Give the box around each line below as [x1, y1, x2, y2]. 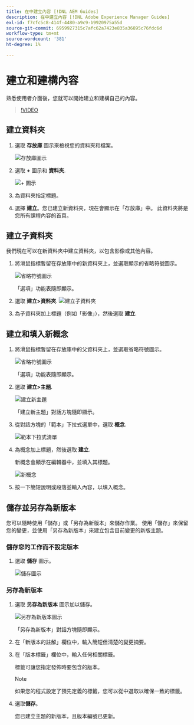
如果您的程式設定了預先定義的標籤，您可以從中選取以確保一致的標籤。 [14, 687, 186, 694]
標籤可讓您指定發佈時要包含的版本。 [14, 663, 103, 670]
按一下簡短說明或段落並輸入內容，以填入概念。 [14, 484, 129, 491]
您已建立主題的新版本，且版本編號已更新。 [14, 712, 119, 720]
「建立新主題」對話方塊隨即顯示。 [14, 408, 98, 416]
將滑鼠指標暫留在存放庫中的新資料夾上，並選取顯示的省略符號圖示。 [14, 260, 180, 267]
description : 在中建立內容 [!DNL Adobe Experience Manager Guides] [6, 14, 170, 20]
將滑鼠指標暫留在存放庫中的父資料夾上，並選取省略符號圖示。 [14, 346, 165, 353]
